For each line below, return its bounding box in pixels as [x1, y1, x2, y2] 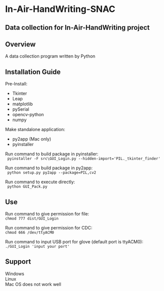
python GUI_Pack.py [7, 184, 48, 189]
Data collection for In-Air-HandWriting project [5, 23, 150, 32]
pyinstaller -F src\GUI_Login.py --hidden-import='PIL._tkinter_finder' [7, 156, 161, 161]
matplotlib [12, 101, 33, 107]
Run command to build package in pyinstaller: [5, 151, 99, 157]
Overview [5, 40, 36, 48]
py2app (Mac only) [12, 136, 52, 142]
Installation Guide [5, 68, 61, 76]
